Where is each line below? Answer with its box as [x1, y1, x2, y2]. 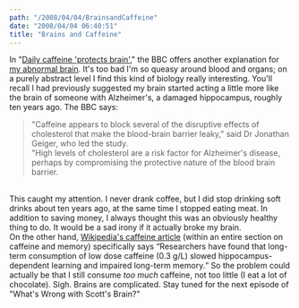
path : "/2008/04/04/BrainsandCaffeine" [9, 13, 158, 22]
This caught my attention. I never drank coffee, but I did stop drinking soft [9, 193, 281, 204]
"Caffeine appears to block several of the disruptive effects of [30, 119, 260, 130]
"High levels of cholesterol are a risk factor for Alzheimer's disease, [30, 148, 280, 158]
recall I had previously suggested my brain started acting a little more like [9, 82, 279, 94]
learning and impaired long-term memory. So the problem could [51, 261, 291, 271]
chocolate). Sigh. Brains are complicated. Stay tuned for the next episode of [9, 279, 289, 290]
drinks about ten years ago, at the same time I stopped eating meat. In [9, 203, 269, 214]
